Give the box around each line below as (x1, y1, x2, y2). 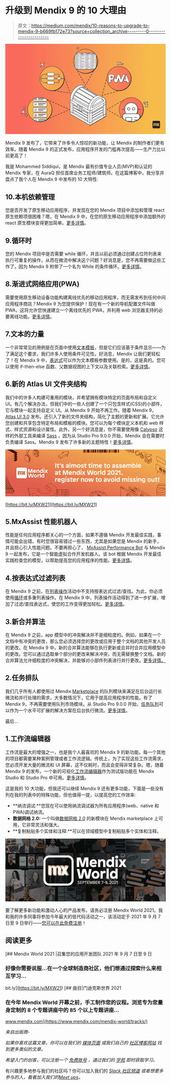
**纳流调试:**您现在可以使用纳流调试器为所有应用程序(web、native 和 (12, 803, 159, 809)
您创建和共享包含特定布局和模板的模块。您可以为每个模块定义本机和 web (5, 420, 158, 426)
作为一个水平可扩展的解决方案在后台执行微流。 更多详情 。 (9, 707, 130, 713)
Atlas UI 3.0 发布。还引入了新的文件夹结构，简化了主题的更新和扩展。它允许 (5, 414, 164, 420)
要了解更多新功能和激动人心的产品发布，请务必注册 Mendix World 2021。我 (5, 907, 163, 913)
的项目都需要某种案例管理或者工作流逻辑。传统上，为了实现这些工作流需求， (5, 755, 166, 761)
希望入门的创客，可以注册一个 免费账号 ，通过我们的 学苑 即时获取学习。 (5, 1057, 158, 1063)
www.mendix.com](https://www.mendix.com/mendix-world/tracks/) (5, 1018, 148, 1025)
